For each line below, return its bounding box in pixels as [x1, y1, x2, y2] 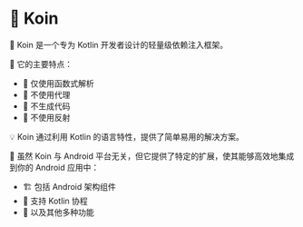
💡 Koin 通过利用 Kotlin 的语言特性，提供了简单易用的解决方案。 [9, 131, 245, 142]
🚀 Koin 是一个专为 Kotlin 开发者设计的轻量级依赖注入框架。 [9, 39, 229, 50]
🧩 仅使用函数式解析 [22, 77, 94, 89]
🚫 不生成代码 [22, 100, 71, 112]
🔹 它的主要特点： [9, 58, 73, 69]
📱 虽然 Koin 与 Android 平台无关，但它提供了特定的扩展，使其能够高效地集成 [9, 150, 295, 162]
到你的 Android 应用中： [9, 162, 100, 173]
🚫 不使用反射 [22, 112, 71, 123]
